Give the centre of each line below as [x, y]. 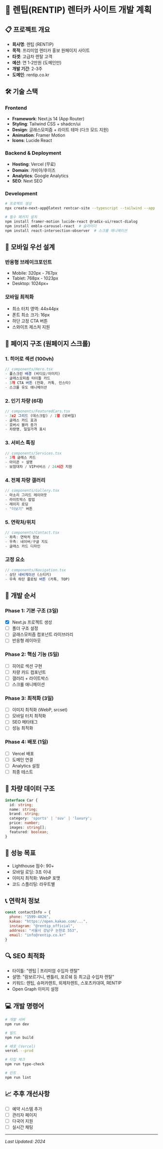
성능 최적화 [23, 728]
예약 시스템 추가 [27, 1109]
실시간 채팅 [23, 1127]
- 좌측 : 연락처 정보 [22, 537]
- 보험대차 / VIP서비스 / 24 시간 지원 [39, 467]
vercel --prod [19, 1051]
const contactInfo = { [28, 912]
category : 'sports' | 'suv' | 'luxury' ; [51, 818]
